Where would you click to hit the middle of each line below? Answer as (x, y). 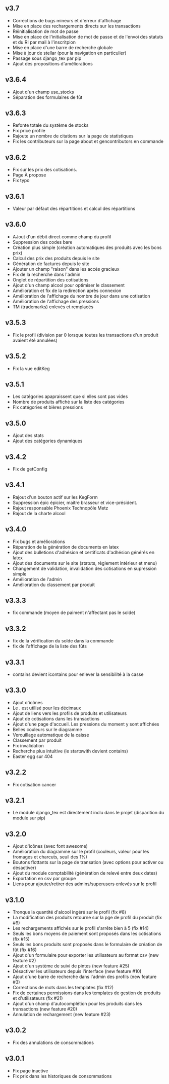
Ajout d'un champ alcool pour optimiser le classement (69, 285)
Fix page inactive (30, 1071)
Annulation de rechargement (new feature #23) (62, 1015)
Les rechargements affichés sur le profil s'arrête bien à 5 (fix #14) (80, 928)
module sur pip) (29, 818)
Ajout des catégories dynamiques (47, 441)
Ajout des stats (28, 436)
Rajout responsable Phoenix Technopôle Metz (60, 508)
